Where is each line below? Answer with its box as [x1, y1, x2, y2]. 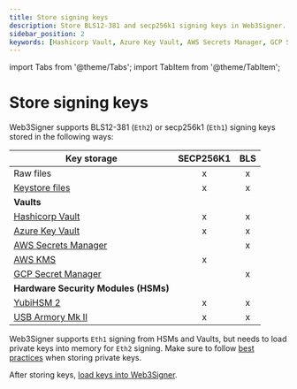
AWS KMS [13, 254, 56, 266]
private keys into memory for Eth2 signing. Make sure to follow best [9, 343, 255, 354]
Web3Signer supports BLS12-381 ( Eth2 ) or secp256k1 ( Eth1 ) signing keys [9, 122, 276, 133]
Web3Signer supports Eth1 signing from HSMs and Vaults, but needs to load [9, 333, 287, 345]
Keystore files [13, 182, 71, 194]
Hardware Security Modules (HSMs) [13, 282, 170, 294]
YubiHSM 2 [13, 297, 61, 309]
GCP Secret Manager [13, 268, 102, 280]
